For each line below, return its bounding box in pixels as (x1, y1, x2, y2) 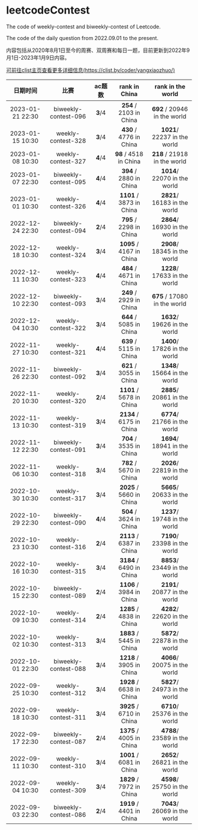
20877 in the (151, 588, 189, 596)
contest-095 (49, 178, 87, 186)
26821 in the (151, 758, 189, 766)
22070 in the (151, 174, 189, 182)
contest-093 (49, 299, 87, 307)
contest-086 (49, 811, 87, 819)
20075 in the (151, 661, 189, 669)
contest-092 (49, 372, 87, 380)
